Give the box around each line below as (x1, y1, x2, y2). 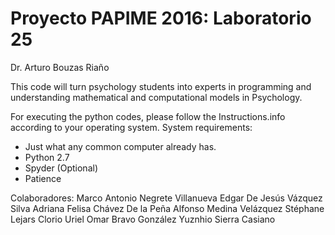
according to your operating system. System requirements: (10, 121, 253, 133)
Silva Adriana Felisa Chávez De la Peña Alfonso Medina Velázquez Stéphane (10, 202, 325, 214)
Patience (24, 172, 62, 184)
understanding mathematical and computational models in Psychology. (10, 91, 303, 103)
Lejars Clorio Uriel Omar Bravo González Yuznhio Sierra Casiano (10, 213, 276, 225)
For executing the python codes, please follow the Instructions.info (10, 110, 286, 122)
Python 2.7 (24, 151, 70, 163)
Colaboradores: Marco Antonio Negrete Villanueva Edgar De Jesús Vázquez (10, 192, 323, 204)
